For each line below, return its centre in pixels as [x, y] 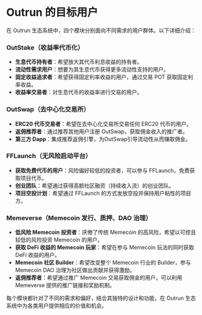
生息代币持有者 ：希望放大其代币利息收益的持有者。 [79, 62]
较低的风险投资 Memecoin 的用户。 [59, 240]
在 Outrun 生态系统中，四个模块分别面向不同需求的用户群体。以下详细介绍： [101, 30]
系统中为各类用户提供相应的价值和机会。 [57, 306]
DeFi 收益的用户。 [37, 255]
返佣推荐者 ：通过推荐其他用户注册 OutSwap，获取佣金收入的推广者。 [102, 131]
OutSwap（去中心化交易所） [48, 110]
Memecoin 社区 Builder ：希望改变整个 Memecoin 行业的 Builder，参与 [103, 263]
